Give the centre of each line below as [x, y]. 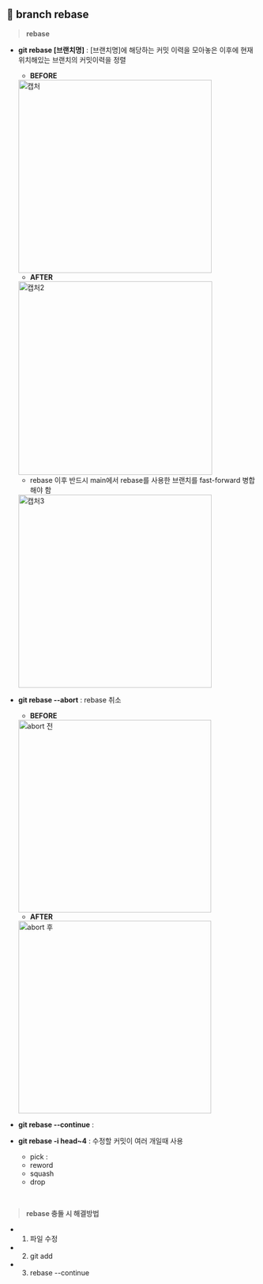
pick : [39, 1156]
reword [41, 1165]
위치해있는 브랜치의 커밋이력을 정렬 [72, 59]
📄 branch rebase [48, 15]
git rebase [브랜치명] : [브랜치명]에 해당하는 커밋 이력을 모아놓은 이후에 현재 [135, 50]
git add [41, 1256]
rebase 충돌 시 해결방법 [62, 1213]
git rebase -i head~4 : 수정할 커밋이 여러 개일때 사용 [101, 1141]
